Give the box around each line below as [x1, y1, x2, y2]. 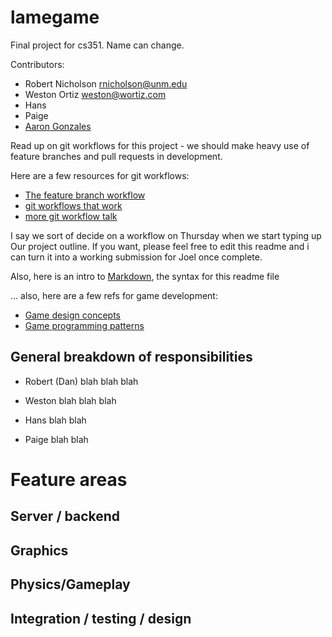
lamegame [10, 6, 100, 29]
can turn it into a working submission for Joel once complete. [10, 251, 263, 263]
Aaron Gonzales [24, 120, 92, 132]
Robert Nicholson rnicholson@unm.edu [24, 77, 188, 90]
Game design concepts [24, 309, 122, 321]
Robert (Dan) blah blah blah [24, 375, 139, 387]
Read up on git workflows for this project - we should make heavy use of [10, 139, 310, 151]
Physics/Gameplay [10, 576, 131, 593]
